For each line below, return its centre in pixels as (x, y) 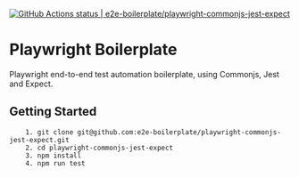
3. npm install (54, 156)
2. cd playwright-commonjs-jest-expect (100, 148)
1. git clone (50, 132)
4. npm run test (56, 163)
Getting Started (53, 112)
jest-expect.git (39, 140)
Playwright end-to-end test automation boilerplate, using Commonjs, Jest (144, 74)
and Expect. (31, 84)
